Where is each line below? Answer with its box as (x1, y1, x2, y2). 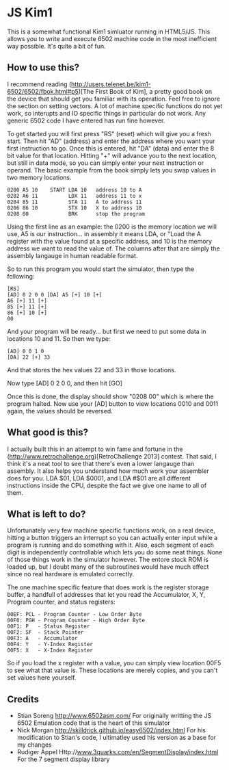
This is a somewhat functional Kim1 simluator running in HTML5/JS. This (7, 27, 211, 36)
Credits (7, 693, 40, 705)
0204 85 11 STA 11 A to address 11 (7, 198, 142, 205)
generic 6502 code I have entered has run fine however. (7, 116, 165, 125)
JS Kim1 (7, 5, 53, 21)
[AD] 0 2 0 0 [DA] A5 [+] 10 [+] (7, 291, 103, 298)
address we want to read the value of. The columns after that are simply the (7, 244, 220, 253)
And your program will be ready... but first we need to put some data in (7, 327, 206, 335)
